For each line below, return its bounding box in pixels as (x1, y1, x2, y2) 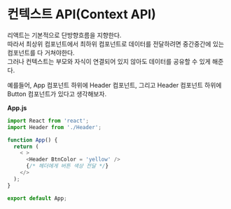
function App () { (7, 136, 58, 144)
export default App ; (7, 194, 68, 202)
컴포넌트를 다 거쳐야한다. (7, 48, 75, 57)
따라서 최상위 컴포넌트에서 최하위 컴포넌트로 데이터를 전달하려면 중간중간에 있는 (7, 39, 225, 48)
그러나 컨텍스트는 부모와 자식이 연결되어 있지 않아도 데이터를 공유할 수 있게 (7, 57, 211, 65)
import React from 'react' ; (7, 117, 90, 124)
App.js (7, 103, 27, 112)
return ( (13, 143, 39, 150)
